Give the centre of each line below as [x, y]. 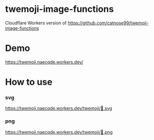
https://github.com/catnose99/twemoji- [108, 23]
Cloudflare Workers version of [36, 23]
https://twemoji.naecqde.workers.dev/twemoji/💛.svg [59, 108]
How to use [29, 82]
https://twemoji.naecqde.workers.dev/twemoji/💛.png [59, 132]
